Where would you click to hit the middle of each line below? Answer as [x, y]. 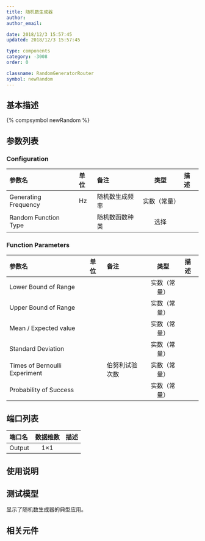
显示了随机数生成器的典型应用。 [46, 509]
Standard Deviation [37, 349]
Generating [25, 197]
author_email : [24, 23]
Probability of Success [42, 390]
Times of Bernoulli [36, 365]
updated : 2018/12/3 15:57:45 [43, 40]
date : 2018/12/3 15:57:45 [39, 34]
